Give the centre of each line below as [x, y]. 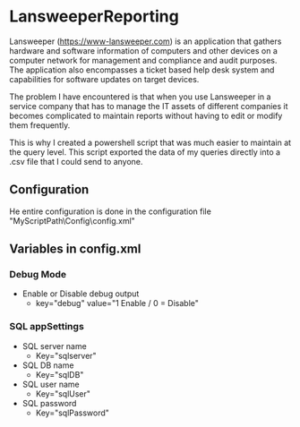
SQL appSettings [47, 327]
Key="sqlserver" [66, 355]
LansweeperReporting [94, 17]
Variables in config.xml [75, 249]
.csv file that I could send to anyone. [76, 161]
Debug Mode [38, 275]
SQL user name [51, 384]
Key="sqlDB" [60, 374]
